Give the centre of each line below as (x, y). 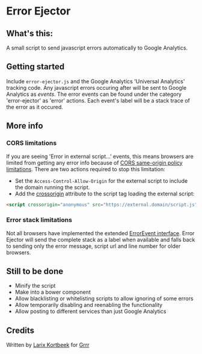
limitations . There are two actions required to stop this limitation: (86, 169)
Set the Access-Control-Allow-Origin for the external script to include (101, 181)
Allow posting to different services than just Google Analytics (90, 311)
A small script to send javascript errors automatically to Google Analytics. (97, 48)
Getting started (35, 67)
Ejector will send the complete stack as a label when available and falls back (101, 239)
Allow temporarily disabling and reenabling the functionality (89, 305)
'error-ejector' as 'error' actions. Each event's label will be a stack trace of (98, 100)
